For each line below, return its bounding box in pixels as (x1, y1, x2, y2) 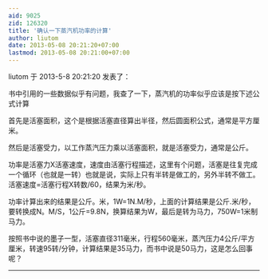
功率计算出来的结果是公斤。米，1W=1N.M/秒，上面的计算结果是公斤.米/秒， (8, 197, 255, 206)
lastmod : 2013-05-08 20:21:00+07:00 (8, 49, 130, 57)
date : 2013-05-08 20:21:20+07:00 (8, 42, 120, 50)
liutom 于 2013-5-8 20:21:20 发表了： (8, 72, 131, 81)
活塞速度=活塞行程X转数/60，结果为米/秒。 (8, 180, 151, 189)
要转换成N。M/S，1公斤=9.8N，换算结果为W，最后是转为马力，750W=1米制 (8, 207, 258, 216)
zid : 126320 (8, 19, 48, 27)
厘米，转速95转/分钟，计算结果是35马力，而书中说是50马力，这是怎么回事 (8, 244, 254, 253)
